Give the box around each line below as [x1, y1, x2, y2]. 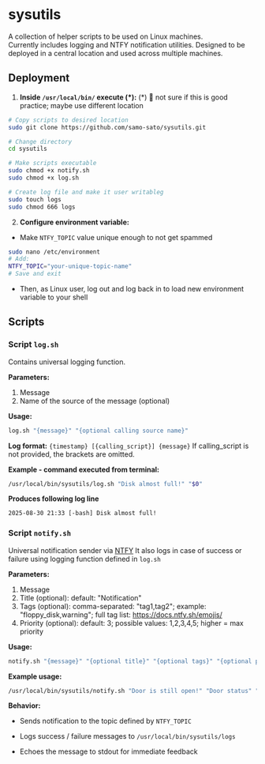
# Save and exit [8, 270, 62, 278]
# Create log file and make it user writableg [8, 188, 164, 196]
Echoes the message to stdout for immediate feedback [19, 747, 199, 756]
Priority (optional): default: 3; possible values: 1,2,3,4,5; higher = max [19, 618, 244, 627]
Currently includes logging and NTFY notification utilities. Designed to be [8, 40, 246, 49]
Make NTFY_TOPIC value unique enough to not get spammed [19, 232, 213, 242]
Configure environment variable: [19, 217, 130, 227]
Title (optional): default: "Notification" [19, 593, 142, 602]
